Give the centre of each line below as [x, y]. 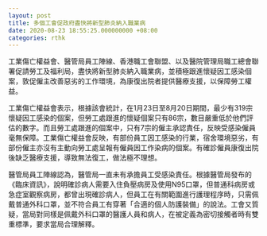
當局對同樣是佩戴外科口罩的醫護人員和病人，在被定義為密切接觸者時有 [137, 215]
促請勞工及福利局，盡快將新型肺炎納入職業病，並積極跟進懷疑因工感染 [130, 72]
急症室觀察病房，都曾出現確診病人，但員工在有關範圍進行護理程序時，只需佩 [133, 195]
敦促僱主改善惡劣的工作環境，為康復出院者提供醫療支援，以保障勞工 [133, 81]
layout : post [30, 15]
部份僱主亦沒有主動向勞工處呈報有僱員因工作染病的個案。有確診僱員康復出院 [133, 148]
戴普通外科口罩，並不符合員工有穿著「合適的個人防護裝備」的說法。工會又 [130, 204]
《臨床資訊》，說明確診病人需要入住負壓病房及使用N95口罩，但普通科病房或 [132, 184]
